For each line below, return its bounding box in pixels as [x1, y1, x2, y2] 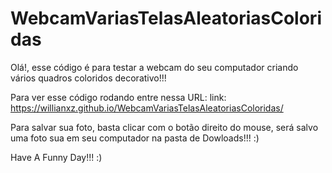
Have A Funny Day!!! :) [10, 151, 103, 163]
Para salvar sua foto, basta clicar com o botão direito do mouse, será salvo [10, 121, 319, 133]
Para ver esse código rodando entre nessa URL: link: [10, 91, 227, 103]
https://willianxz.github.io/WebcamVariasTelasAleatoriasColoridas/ [10, 102, 284, 114]
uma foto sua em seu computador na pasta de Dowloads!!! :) [10, 132, 260, 144]
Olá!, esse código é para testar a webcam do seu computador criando [10, 61, 299, 73]
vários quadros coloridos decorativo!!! [10, 72, 167, 84]
